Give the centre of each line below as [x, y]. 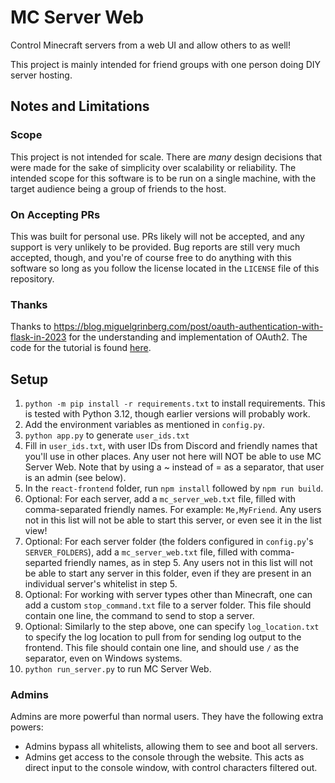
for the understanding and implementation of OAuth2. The [188, 337]
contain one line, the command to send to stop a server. [139, 616]
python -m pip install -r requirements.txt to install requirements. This [175, 403]
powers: [27, 727]
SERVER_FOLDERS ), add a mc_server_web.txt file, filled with [141, 552]
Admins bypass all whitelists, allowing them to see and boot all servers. [171, 747]
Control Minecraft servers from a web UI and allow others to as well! [151, 45]
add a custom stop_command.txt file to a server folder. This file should [168, 605]
